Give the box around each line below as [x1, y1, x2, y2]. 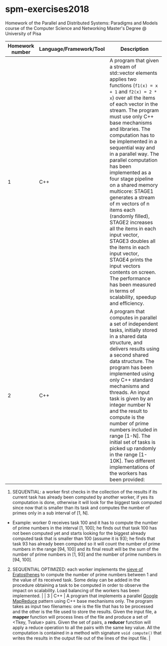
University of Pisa [5, 30, 41, 36]
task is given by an [109, 395, 153, 402]
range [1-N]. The [109, 432, 151, 439]
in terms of [109, 287, 135, 294]
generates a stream [109, 194, 155, 201]
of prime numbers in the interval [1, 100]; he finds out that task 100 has [12, 524, 157, 531]
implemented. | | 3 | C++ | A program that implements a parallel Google [12, 593, 158, 599]
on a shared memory [109, 181, 158, 188]
